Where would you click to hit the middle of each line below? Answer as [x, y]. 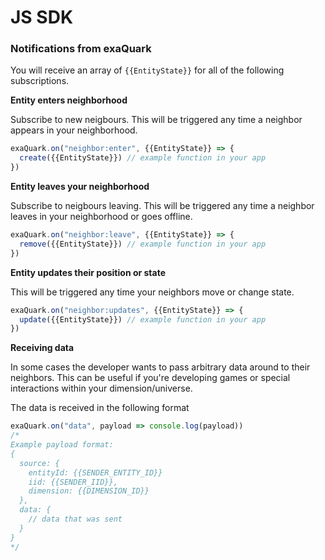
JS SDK [42, 17]
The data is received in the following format [100, 408]
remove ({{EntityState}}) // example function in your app [143, 244]
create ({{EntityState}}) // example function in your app [143, 158]
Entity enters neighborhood [69, 100]
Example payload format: [62, 445]
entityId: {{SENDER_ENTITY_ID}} [95, 472]
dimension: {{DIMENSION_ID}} [89, 491]
